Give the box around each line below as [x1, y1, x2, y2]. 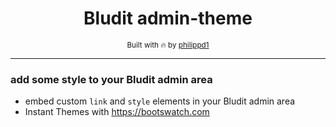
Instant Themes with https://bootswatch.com [24, 106, 210, 118]
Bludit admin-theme [83, 7, 253, 30]
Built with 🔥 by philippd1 [126, 40, 210, 50]
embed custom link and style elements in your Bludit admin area [24, 95, 296, 107]
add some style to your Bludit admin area [10, 72, 213, 86]
